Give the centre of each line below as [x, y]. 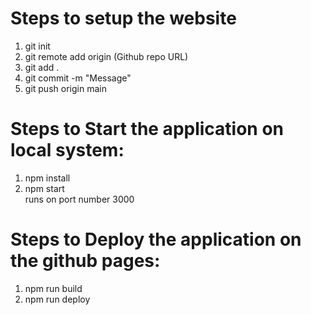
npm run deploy [57, 299]
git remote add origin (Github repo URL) [106, 56]
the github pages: [85, 261]
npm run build [53, 288]
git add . [42, 67]
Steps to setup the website [123, 18]
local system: [67, 150]
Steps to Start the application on [147, 129]
